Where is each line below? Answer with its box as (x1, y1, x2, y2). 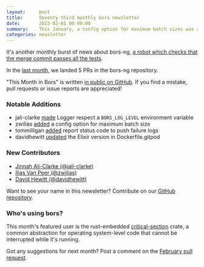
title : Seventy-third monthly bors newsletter (6, 15, 140, 21)
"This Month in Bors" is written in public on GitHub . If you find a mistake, (6, 79, 188, 86)
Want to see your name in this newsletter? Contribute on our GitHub (6, 187, 176, 194)
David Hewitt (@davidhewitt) (15, 175, 87, 183)
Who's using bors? (6, 208, 63, 217)
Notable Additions (6, 100, 61, 109)
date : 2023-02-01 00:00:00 (6, 20, 91, 26)
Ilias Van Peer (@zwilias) (15, 169, 77, 176)
